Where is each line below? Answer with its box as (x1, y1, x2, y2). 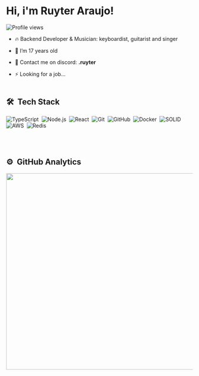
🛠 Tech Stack (6, 97, 60, 107)
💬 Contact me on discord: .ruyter (14, 58, 96, 66)
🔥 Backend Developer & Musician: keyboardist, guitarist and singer (14, 35, 178, 42)
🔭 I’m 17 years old (14, 47, 58, 54)
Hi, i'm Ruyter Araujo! (6, 4, 114, 18)
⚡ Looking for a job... (14, 70, 66, 78)
